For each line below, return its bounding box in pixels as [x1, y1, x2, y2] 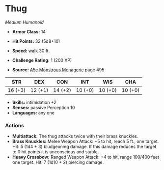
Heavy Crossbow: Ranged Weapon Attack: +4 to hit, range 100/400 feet [12, 154, 160, 160]
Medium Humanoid [5, 19, 44, 25]
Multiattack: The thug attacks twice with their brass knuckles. [12, 133, 138, 139]
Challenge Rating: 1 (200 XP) [12, 57, 72, 63]
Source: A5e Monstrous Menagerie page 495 [12, 67, 105, 73]
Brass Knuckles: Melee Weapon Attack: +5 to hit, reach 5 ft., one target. [12, 139, 159, 144]
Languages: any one [12, 110, 55, 115]
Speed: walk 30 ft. [12, 48, 50, 54]
